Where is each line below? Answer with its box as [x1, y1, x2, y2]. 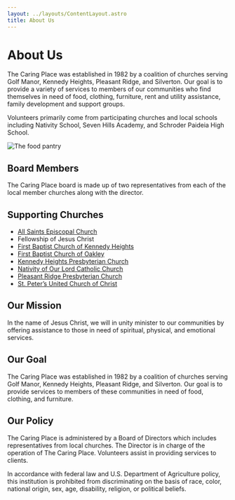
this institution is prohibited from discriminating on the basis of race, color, [7, 477, 222, 485]
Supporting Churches [7, 208, 104, 221]
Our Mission [7, 299, 62, 312]
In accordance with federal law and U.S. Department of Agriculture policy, [7, 469, 221, 478]
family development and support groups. [7, 100, 125, 109]
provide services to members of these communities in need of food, [7, 387, 203, 396]
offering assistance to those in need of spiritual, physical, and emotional [7, 325, 215, 334]
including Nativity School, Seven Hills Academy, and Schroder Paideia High [7, 121, 224, 130]
